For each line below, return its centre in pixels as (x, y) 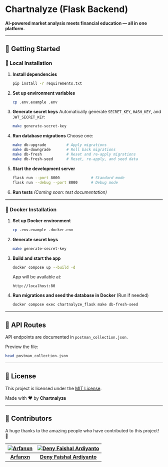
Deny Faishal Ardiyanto (68, 456)
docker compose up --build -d (44, 267)
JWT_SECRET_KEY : (29, 117)
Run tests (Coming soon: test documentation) (60, 192)
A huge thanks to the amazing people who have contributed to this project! (82, 430)
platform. (15, 28)
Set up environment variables (44, 93)
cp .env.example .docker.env (43, 230)
